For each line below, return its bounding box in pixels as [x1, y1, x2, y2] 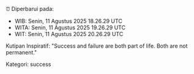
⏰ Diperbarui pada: [6, 6, 54, 12]
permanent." [6, 49, 37, 56]
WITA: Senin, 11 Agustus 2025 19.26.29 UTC [14, 24, 126, 31]
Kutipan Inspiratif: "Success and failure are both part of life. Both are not [6, 42, 188, 50]
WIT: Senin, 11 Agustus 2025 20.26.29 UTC [14, 31, 124, 37]
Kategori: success [6, 61, 51, 68]
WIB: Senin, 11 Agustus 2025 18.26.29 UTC [14, 18, 123, 24]
